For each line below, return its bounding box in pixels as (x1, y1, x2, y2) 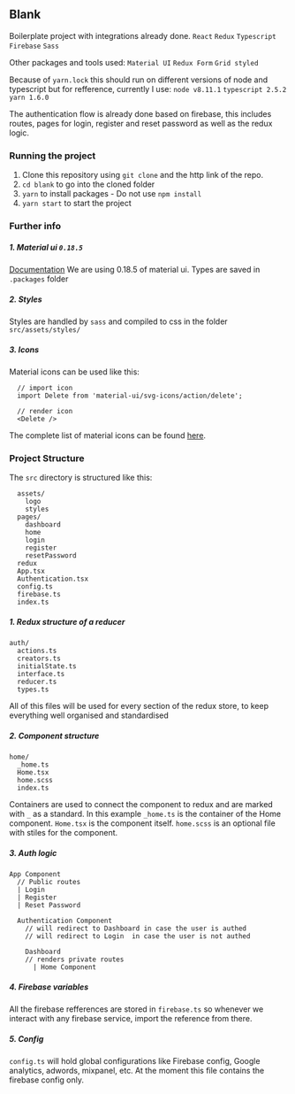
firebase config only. (9, 1075, 85, 1085)
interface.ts (17, 670, 65, 679)
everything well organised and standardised (9, 710, 170, 720)
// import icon (17, 383, 73, 392)
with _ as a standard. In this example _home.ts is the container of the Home (9, 809, 281, 820)
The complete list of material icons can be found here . (9, 429, 206, 441)
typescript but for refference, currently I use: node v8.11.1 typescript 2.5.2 (9, 83, 287, 94)
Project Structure (9, 451, 85, 464)
